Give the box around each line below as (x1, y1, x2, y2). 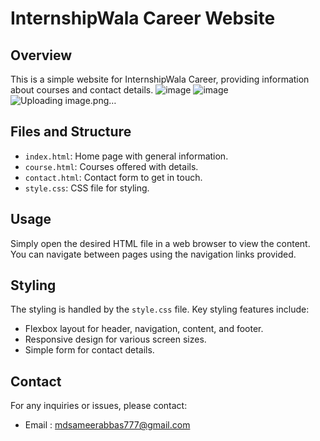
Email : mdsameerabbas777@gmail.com (24, 419, 191, 431)
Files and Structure (10, 123, 132, 141)
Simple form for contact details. (24, 344, 155, 356)
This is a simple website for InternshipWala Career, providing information (10, 73, 310, 85)
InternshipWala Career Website (10, 7, 276, 30)
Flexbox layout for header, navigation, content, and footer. (24, 323, 264, 335)
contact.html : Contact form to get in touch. (24, 171, 203, 183)
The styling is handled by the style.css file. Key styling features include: (10, 303, 310, 316)
